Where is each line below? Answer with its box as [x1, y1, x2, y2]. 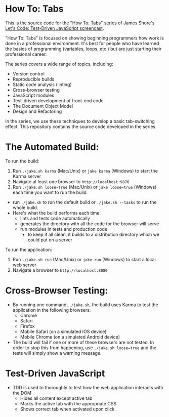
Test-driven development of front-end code [12, 97, 104, 104]
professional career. [5, 51, 47, 57]
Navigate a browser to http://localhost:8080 [12, 267, 108, 273]
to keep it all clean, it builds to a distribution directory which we [27, 231, 159, 237]
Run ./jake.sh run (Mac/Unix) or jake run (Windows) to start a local [12, 256, 156, 262]
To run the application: [5, 246, 52, 253]
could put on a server [27, 236, 72, 243]
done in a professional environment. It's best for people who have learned [5, 40, 159, 46]
